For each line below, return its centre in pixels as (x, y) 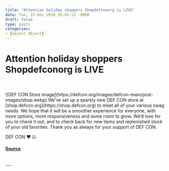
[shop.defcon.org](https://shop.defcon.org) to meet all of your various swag (85, 105)
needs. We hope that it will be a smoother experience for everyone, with (81, 110)
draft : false (19, 19)
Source (13, 149)
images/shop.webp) (26, 100)
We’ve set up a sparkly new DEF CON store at (96, 100)
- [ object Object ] (25, 34)
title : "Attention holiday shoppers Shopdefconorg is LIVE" (70, 10)
